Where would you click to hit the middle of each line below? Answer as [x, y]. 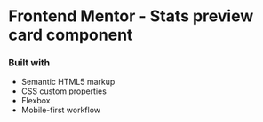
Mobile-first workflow [61, 110]
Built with [29, 63]
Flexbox [36, 101]
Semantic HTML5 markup [68, 82]
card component [71, 35]
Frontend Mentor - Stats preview [131, 16]
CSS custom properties [64, 91]
